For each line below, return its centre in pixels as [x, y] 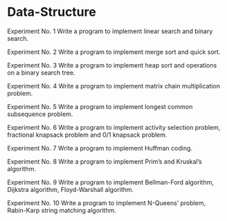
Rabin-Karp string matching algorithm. [62, 210]
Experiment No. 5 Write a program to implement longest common [100, 106]
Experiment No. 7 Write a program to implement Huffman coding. [100, 148]
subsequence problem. [40, 114]
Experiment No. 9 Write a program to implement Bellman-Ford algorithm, [111, 182]
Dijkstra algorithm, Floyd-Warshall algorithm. [71, 189]
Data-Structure [52, 12]
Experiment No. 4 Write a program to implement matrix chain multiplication [113, 86]
